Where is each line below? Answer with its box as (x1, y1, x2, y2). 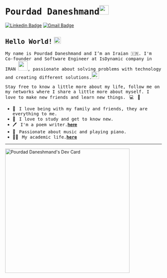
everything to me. (12, 111, 58, 116)
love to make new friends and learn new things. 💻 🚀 (5, 94, 141, 100)
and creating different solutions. (5, 75, 92, 80)
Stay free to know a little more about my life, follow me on (5, 84, 160, 90)
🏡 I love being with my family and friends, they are (12, 105, 148, 111)
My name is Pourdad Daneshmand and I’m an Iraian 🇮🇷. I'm (5, 50, 152, 56)
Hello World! (5, 38, 53, 46)
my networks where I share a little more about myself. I (5, 89, 150, 94)
